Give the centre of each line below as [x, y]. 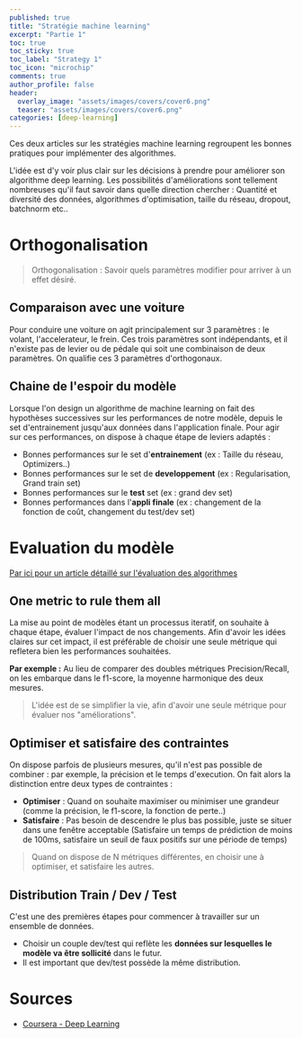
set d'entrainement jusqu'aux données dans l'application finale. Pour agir [145, 427]
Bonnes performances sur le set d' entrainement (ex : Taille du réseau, [153, 454]
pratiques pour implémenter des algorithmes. [93, 153]
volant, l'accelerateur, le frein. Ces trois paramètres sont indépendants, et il [148, 339]
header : [24, 93]
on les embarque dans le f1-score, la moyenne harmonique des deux [136, 678]
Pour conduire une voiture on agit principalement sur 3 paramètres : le [139, 329]
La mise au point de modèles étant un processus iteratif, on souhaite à [139, 622]
